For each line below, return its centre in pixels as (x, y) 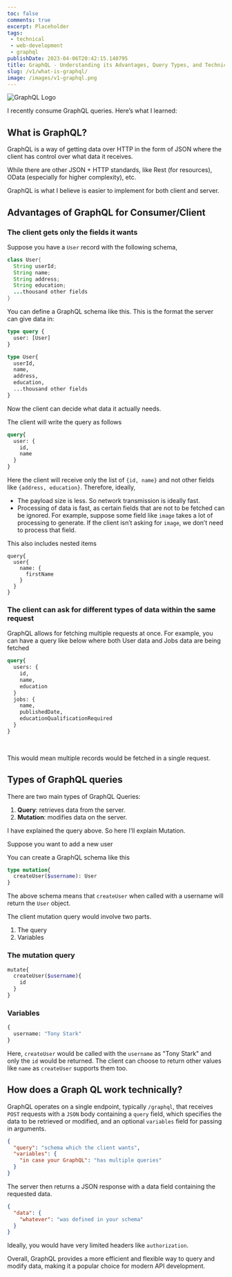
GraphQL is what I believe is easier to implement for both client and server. (113, 191)
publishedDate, (41, 712)
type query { (26, 332)
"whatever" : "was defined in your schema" (81, 1219)
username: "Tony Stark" (47, 1034)
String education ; (40, 285)
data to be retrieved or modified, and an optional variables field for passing (115, 1121)
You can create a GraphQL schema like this (68, 857)
